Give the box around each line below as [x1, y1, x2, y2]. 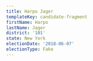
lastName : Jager [6, 24, 46, 31]
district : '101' [6, 30, 46, 36]
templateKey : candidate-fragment [6, 14, 88, 20]
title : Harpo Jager [6, 8, 54, 15]
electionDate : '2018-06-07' [6, 41, 75, 47]
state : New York [6, 35, 46, 41]
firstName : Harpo [6, 19, 49, 25]
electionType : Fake [6, 46, 54, 52]
